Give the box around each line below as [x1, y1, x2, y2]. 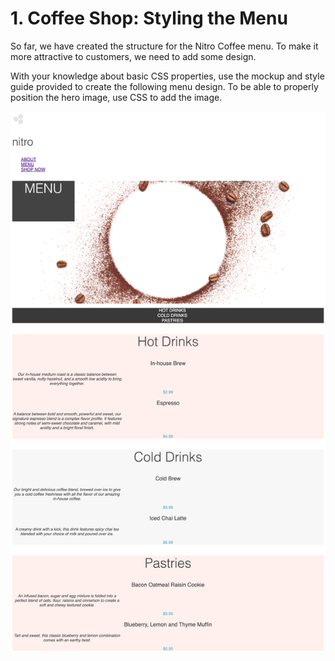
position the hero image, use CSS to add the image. [10, 91, 223, 103]
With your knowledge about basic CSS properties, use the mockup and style [10, 70, 325, 82]
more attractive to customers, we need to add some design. [10, 50, 257, 62]
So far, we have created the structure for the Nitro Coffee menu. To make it [10, 40, 319, 52]
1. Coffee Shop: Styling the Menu [10, 7, 288, 30]
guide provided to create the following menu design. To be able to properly [10, 80, 319, 92]
